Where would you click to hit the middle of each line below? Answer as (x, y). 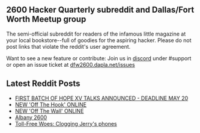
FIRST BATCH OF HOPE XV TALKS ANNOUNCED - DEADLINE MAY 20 (102, 98)
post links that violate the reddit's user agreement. (68, 46)
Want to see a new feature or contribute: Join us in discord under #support (99, 58)
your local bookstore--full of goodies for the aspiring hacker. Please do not (99, 40)
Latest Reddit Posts (43, 84)
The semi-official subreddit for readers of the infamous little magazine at (96, 34)
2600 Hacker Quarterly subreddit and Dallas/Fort (100, 10)
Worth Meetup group (46, 20)
